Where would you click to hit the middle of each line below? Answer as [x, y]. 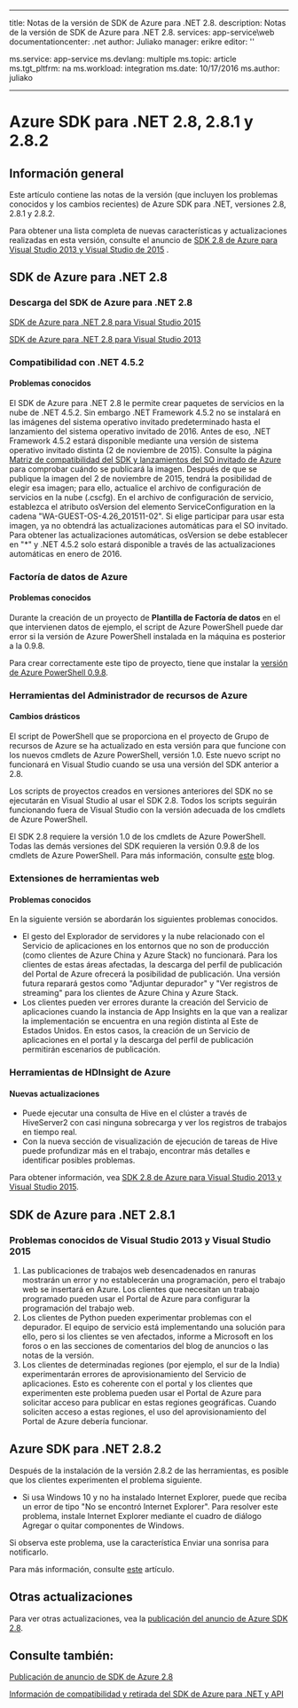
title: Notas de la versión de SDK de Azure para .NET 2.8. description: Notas [148, 23]
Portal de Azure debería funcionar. [85, 1421]
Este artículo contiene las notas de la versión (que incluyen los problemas [144, 195]
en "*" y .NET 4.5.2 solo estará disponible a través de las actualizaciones [142, 544]
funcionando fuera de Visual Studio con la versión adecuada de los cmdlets [147, 810]
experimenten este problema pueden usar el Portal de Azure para [141, 1393]
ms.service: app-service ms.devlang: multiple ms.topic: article [123, 59]
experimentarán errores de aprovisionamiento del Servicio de [134, 1374]
